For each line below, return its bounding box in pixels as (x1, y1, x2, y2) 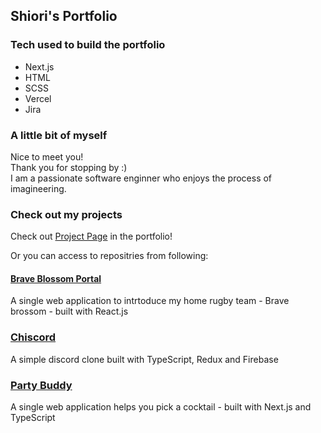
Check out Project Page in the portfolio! (10, 230, 173, 243)
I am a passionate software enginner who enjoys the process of (10, 172, 273, 184)
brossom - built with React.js (10, 305, 129, 318)
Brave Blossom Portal (10, 272, 102, 284)
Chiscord (10, 330, 57, 344)
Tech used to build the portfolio (10, 38, 166, 52)
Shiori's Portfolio (10, 8, 118, 25)
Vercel (24, 92, 52, 104)
